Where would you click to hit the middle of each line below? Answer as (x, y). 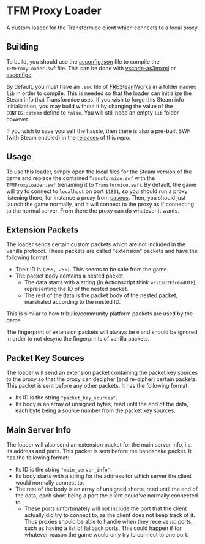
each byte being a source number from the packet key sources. (95, 410)
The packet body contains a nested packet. (70, 276)
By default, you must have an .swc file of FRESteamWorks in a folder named (102, 86)
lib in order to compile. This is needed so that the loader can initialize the (99, 93)
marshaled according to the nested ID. (73, 302)
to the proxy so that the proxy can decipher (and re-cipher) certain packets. (102, 379)
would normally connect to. (50, 482)
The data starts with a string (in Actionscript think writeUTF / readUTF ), (111, 282)
